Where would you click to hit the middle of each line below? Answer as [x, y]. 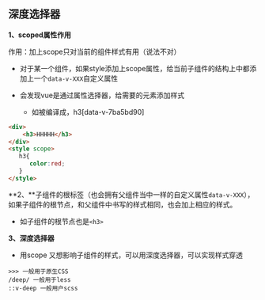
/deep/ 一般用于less [40, 279]
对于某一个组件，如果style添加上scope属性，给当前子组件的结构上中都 [135, 68]
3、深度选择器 [32, 238]
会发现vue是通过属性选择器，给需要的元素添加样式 [102, 95]
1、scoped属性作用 [40, 35]
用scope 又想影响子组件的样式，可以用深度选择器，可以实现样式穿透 [131, 255]
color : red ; [47, 164]
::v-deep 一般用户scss [43, 288]
